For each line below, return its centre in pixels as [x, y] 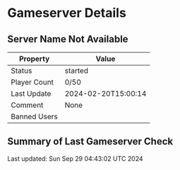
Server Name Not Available [68, 39]
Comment [27, 105]
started [77, 71]
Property [34, 59]
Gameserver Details [67, 13]
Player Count [32, 82]
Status [22, 71]
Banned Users [34, 116]
